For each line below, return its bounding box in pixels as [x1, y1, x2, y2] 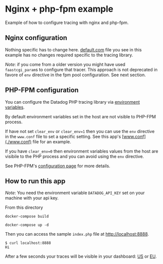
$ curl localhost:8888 [5, 241, 51, 245]
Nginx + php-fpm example [5, 3, 113, 15]
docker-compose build [5, 214, 49, 219]
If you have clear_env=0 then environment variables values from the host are [5, 148, 159, 154]
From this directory [5, 204, 43, 211]
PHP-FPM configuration [5, 86, 79, 94]
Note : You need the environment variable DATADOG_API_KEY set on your [5, 190, 145, 196]
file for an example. [32, 138, 72, 145]
